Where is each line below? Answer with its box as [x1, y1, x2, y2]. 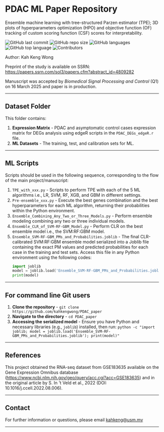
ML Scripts [5, 159, 39, 167]
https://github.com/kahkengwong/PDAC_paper [12, 309, 102, 314]
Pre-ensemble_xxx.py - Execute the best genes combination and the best [12, 197, 158, 203]
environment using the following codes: [12, 254, 92, 260]
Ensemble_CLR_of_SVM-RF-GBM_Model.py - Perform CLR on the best [12, 223, 143, 229]
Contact [5, 404, 30, 412]
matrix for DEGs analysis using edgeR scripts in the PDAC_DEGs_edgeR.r [12, 130, 154, 136]
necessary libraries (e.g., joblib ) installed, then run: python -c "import [12, 324, 155, 330]
